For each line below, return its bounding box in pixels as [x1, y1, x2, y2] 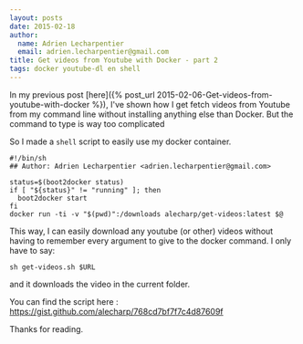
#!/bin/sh [9, 153, 47, 162]
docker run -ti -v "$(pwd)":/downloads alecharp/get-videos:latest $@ [9, 209, 284, 219]
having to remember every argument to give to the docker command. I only [9, 235, 292, 246]
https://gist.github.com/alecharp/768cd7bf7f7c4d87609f [9, 306, 224, 317]
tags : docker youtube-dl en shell [9, 65, 141, 74]
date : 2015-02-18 [9, 22, 76, 31]
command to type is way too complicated [9, 118, 165, 129]
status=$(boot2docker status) [9, 177, 125, 187]
